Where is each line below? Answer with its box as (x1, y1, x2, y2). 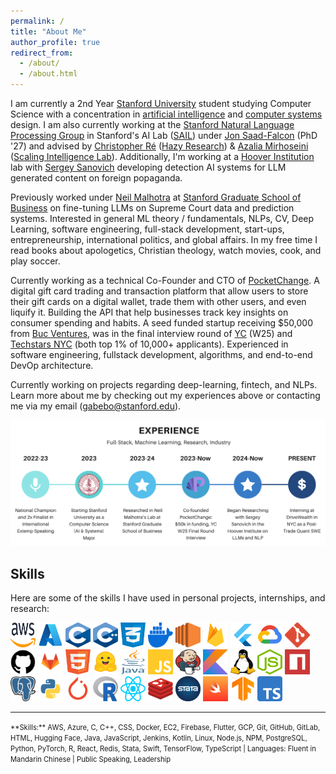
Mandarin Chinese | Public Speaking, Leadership (10, 755, 172, 765)
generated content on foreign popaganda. (10, 172, 183, 184)
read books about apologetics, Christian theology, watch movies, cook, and (10, 245, 322, 256)
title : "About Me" (10, 26, 87, 37)
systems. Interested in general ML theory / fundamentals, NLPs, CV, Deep (10, 213, 315, 224)
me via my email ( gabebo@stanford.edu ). (10, 400, 182, 412)
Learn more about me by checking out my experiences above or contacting (10, 390, 321, 401)
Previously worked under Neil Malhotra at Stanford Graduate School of (10, 191, 302, 203)
